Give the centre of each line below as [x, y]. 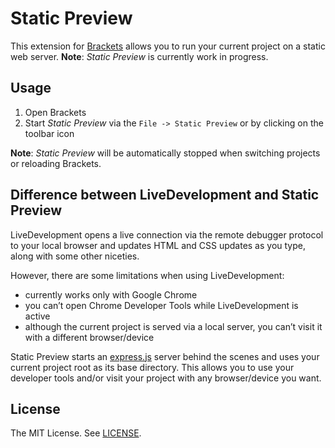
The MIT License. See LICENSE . [76, 433]
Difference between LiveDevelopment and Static [165, 195]
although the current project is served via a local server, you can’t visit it [173, 326]
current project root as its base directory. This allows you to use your [152, 367]
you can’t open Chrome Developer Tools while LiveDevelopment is [161, 305]
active [37, 316]
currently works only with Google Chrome [111, 294]
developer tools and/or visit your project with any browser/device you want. [166, 378]
